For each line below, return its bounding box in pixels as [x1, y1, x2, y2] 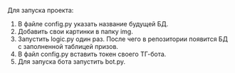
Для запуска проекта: [7, 6, 74, 14]
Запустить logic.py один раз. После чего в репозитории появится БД [17, 35, 228, 43]
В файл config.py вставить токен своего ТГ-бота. [17, 50, 167, 58]
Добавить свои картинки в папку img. [17, 28, 133, 35]
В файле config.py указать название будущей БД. [17, 20, 169, 28]
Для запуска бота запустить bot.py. [17, 57, 126, 66]
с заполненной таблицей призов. [17, 43, 119, 50]
